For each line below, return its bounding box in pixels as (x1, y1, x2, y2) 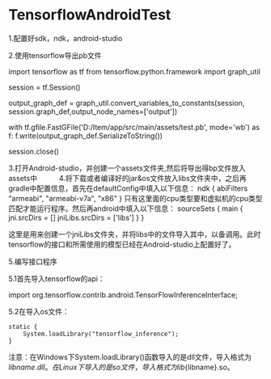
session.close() (8, 146, 59, 156)
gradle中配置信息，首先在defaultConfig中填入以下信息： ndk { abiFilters (8, 183, 248, 193)
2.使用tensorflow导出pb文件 (8, 50, 103, 60)
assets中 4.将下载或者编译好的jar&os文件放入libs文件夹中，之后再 (8, 173, 247, 183)
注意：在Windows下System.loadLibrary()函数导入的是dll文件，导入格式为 (8, 352, 252, 361)
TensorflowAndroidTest (8, 6, 171, 24)
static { (8, 322, 38, 331)
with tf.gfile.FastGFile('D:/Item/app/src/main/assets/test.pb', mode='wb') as (8, 122, 260, 132)
